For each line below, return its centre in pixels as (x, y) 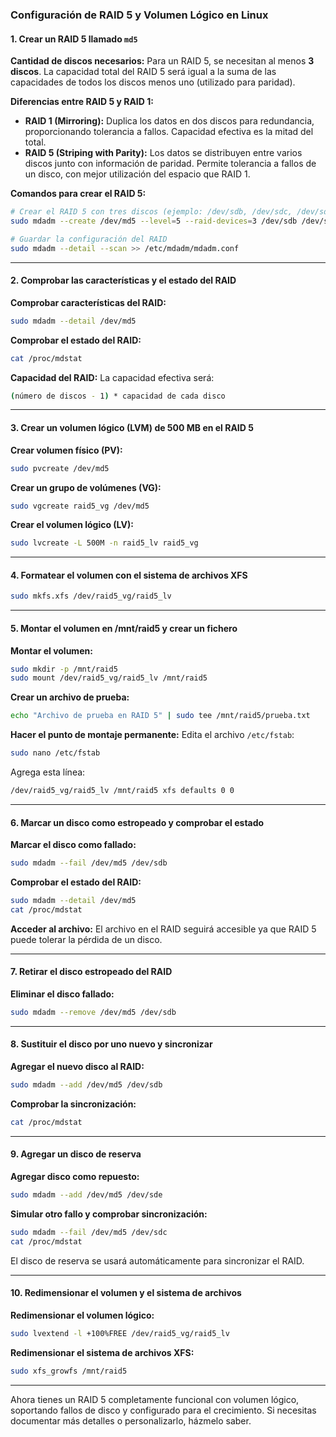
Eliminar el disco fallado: (62, 994)
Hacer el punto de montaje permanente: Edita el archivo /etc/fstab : (152, 735)
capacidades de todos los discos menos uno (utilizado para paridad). (153, 82)
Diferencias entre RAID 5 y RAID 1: (82, 102)
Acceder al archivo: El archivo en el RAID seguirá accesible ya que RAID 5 (163, 929)
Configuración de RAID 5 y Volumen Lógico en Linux (139, 15)
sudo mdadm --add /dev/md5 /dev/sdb (86, 1085)
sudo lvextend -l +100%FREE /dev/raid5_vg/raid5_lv (120, 1333)
